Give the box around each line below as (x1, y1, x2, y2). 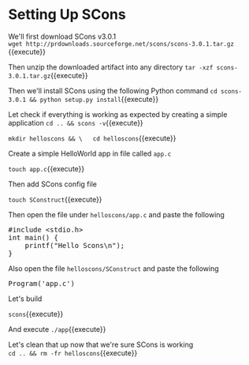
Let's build (8, 294, 43, 303)
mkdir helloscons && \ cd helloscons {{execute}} (8, 133, 177, 143)
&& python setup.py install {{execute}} (28, 94, 159, 103)
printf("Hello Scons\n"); (24, 241, 125, 250)
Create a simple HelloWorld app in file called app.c (8, 149, 172, 158)
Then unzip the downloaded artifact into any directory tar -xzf (8, 62, 214, 72)
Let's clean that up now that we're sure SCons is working (8, 340, 194, 349)
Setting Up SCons (8, 6, 126, 24)
